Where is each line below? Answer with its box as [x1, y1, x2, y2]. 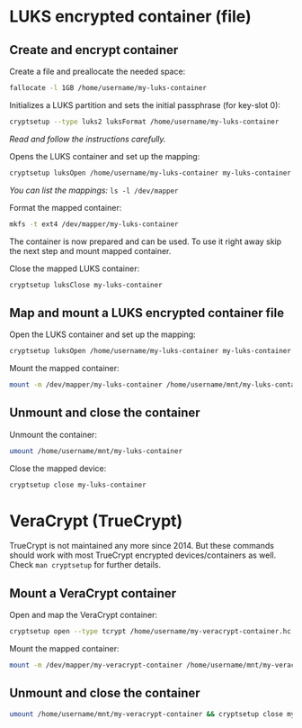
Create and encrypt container [9, 42, 179, 58]
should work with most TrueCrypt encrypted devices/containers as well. [9, 550, 277, 560]
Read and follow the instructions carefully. [9, 133, 166, 144]
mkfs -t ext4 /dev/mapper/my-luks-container [9, 219, 179, 229]
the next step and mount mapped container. [9, 245, 172, 256]
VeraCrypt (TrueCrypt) [9, 511, 183, 531]
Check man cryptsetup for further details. [9, 560, 162, 570]
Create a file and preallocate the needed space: [9, 66, 186, 77]
